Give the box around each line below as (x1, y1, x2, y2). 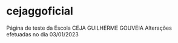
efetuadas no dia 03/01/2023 (6, 30, 79, 38)
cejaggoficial (6, 4, 74, 18)
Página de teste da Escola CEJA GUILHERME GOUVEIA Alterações (6, 24, 173, 31)
